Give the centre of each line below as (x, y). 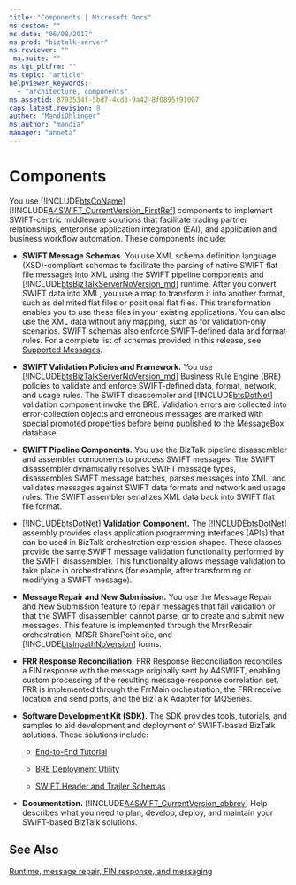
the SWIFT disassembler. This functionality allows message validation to (153, 561)
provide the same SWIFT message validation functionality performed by (153, 551)
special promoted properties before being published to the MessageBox (153, 423)
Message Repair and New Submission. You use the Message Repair (147, 596)
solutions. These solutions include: (85, 735)
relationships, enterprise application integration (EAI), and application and (143, 229)
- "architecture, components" (72, 91)
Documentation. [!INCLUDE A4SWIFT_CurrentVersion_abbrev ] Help (144, 803)
